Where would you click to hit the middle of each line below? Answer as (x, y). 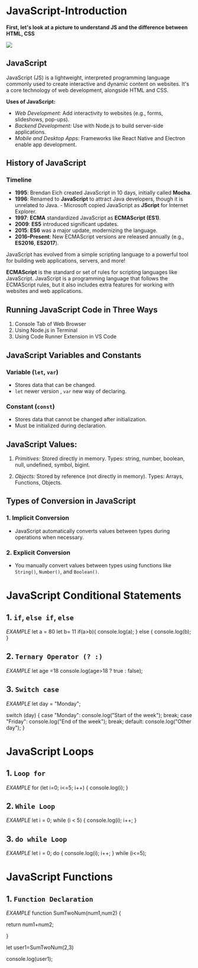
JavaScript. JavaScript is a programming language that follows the (87, 279)
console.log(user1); (30, 959)
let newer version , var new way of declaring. (71, 391)
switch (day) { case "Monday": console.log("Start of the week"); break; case (99, 715)
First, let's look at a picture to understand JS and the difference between (97, 27)
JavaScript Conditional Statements (94, 596)
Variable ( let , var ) (33, 372)
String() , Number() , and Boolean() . (57, 572)
